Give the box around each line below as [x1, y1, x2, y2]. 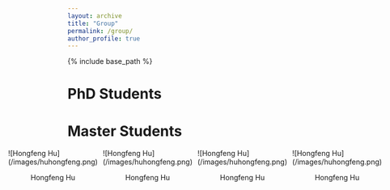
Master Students [67, 122, 183, 140]
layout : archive [67, 11, 122, 20]
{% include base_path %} [67, 57, 153, 66]
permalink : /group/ [67, 27, 134, 35]
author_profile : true [67, 34, 141, 43]
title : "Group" [67, 19, 119, 27]
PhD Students [67, 85, 162, 103]
